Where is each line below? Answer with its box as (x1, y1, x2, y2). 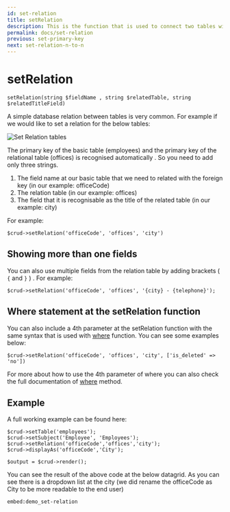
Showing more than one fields (7, 248, 138, 260)
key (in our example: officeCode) (16, 181, 110, 189)
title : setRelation (7, 16, 63, 23)
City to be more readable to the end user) (7, 485, 125, 493)
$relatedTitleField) (7, 100, 66, 107)
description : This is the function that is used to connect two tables (7, 23, 216, 30)
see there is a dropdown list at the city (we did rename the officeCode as (7, 478, 213, 486)
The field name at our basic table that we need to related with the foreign (16, 174, 223, 182)
